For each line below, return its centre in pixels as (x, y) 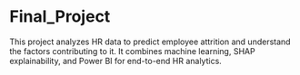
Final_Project (60, 17)
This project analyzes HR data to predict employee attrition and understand (150, 42)
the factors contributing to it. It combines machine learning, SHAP (133, 51)
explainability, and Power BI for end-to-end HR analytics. (116, 61)
